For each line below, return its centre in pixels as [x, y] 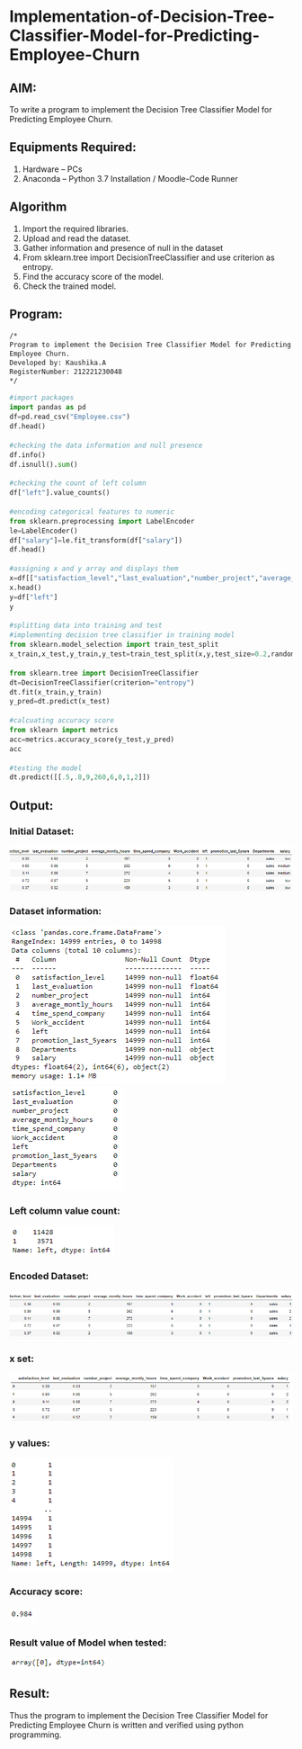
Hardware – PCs [52, 169]
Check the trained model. [69, 286]
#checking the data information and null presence [106, 445]
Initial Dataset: [42, 831]
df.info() [28, 455]
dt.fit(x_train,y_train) [56, 692]
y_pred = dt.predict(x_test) [60, 702]
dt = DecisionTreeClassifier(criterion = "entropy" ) [102, 682]
